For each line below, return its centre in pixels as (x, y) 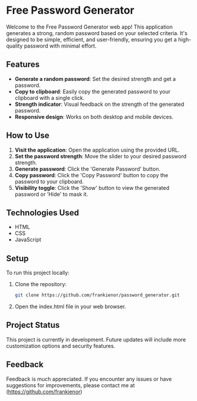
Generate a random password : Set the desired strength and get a (95, 79)
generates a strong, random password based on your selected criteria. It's (97, 33)
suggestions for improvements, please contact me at (71, 385)
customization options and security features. (61, 346)
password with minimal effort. (60, 46)
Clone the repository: (41, 284)
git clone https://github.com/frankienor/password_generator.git (97, 295)
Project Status (33, 325)
